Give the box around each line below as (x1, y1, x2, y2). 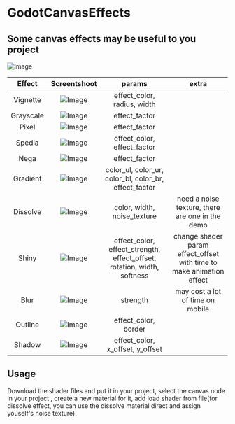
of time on (181, 295, 215, 305)
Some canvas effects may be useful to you (7, 33, 197, 45)
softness (120, 271, 149, 281)
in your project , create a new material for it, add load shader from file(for (7, 394, 218, 402)
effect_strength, (108, 245, 161, 254)
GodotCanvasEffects (7, 5, 131, 21)
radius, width (113, 99, 156, 109)
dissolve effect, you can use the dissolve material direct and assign (7, 401, 201, 410)
